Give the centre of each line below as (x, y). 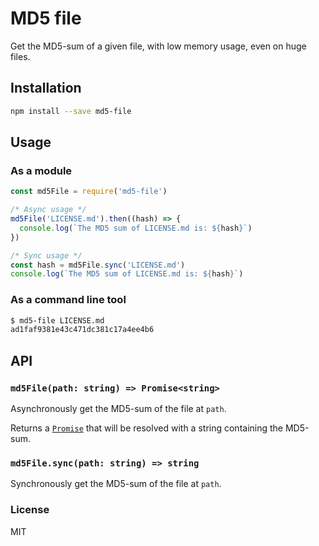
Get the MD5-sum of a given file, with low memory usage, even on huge (158, 46)
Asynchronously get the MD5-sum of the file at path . (118, 409)
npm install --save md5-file (71, 111)
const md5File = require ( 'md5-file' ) (89, 192)
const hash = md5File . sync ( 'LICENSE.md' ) (98, 265)
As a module (41, 170)
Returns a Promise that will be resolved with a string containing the (147, 428)
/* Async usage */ (48, 210)
